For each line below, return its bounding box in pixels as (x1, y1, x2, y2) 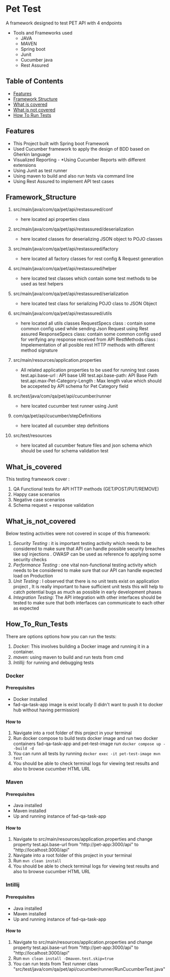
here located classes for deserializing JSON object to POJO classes (20, 236, 163, 242)
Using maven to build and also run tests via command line (13, 173, 134, 179)
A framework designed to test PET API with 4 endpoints (6, 20, 122, 26)
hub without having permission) (13, 707, 80, 713)
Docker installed (13, 696, 48, 702)
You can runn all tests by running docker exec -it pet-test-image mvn (13, 751, 161, 757)
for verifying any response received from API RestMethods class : (20, 336, 158, 342)
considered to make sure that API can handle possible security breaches (13, 545, 165, 552)
